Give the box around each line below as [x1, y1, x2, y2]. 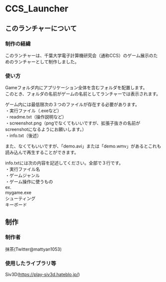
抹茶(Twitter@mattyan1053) [5, 246, 62, 252]
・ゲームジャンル [5, 172, 40, 178]
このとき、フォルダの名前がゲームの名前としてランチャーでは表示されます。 [5, 91, 161, 97]
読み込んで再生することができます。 [5, 149, 79, 155]
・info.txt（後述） [5, 133, 41, 139]
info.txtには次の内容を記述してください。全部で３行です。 [5, 160, 123, 166]
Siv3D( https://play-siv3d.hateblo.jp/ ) [5, 272, 81, 278]
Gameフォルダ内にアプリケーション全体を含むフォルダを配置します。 [5, 85, 148, 91]
